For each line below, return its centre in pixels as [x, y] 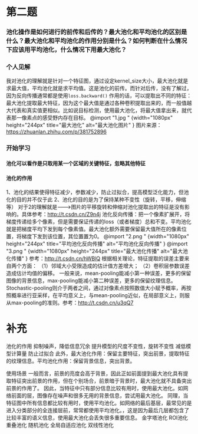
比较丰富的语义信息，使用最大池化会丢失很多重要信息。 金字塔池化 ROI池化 [97, 418]
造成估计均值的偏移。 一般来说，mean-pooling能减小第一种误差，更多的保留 [99, 273]
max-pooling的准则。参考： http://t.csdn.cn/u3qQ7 [72, 303]
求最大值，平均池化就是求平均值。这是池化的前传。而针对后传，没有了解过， [99, 88]
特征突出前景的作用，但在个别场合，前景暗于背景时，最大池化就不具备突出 [101, 381]
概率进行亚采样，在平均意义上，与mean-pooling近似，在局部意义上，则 [98, 295]
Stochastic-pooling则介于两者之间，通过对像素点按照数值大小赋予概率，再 [96, 288]
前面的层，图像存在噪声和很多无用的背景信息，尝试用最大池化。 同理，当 [100, 396]
